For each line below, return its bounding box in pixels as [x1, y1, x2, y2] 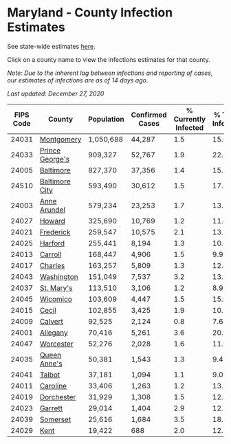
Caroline [39, 381, 67, 390]
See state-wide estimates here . [7, 42, 96, 50]
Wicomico [39, 294, 72, 304]
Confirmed [131, 110, 167, 120]
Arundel [39, 205, 65, 214]
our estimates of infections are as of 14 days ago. [7, 76, 148, 84]
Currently [173, 114, 206, 124]
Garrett [39, 403, 63, 413]
